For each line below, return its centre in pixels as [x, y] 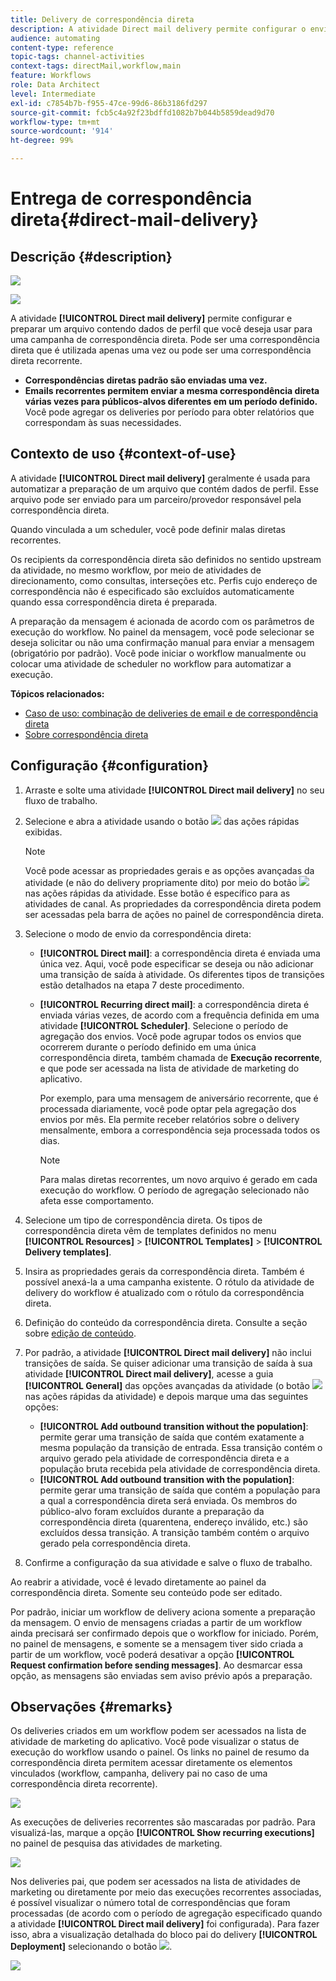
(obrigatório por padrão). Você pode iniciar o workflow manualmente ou [158, 653]
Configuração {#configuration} [110, 766]
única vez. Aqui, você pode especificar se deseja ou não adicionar [176, 963]
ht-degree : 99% [42, 141]
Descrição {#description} [91, 256]
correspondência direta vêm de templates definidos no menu [150, 1230]
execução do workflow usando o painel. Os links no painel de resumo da [160, 1752]
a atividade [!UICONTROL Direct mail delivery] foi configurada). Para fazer [165, 1924]
